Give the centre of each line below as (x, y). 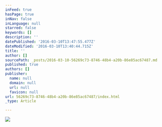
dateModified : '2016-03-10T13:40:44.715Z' (49, 46)
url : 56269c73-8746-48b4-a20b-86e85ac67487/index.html (63, 96)
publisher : (16, 74)
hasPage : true (20, 14)
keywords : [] (18, 32)
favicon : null (24, 92)
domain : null (23, 83)
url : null (19, 87)
